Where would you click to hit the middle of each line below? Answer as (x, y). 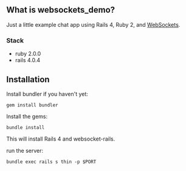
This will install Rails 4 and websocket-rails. (61, 139)
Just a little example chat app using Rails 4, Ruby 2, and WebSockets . (93, 24)
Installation (28, 79)
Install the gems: (27, 116)
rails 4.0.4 (28, 60)
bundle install (26, 127)
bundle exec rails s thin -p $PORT (51, 162)
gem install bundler (33, 105)
